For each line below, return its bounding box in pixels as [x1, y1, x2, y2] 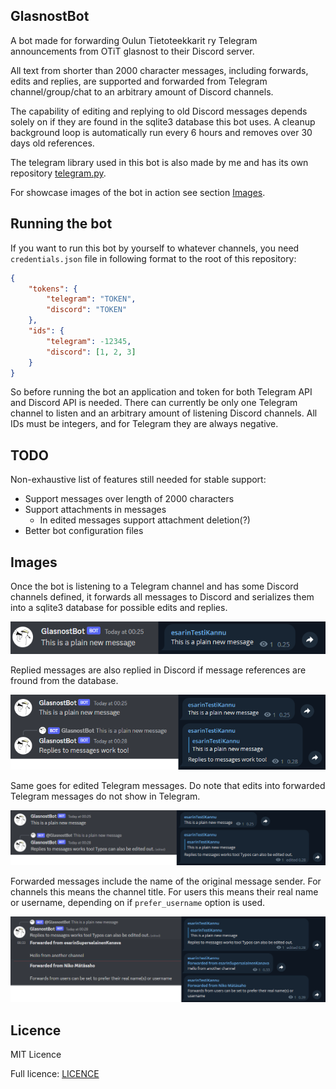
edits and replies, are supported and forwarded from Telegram [10, 75, 268, 87]
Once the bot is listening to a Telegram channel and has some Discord [10, 580, 299, 592]
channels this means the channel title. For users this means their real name [10, 886, 319, 898]
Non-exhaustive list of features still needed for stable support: [10, 474, 267, 486]
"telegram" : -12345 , [46, 336, 132, 346]
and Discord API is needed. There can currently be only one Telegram [10, 397, 298, 409]
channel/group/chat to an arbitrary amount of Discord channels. [10, 85, 274, 98]
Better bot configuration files [24, 525, 144, 537]
